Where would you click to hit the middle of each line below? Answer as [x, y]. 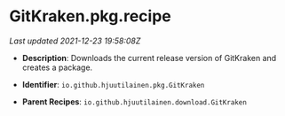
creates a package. [57, 67]
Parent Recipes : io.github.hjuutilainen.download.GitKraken [134, 101]
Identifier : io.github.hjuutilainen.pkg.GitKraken [113, 84]
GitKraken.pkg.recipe [90, 16]
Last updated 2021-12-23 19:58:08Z [75, 41]
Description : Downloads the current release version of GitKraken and [149, 58]
